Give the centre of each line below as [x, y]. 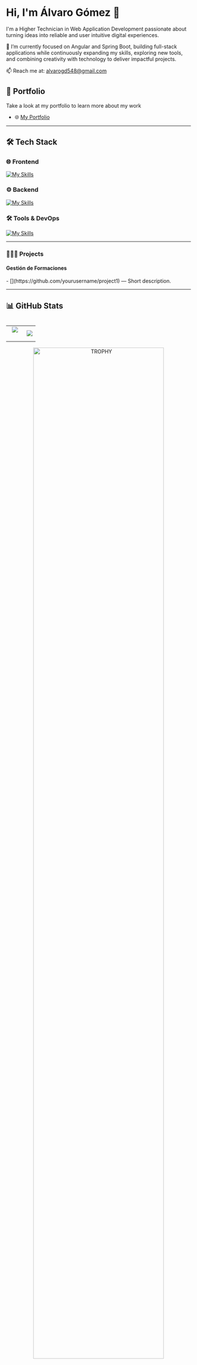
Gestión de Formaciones [37, 268]
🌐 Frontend [23, 162]
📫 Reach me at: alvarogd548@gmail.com [57, 71]
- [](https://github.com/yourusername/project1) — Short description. [89, 281]
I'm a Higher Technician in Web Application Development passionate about [96, 29]
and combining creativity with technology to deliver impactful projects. [91, 59]
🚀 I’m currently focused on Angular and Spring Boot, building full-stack [91, 46]
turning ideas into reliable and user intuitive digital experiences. [83, 35]
